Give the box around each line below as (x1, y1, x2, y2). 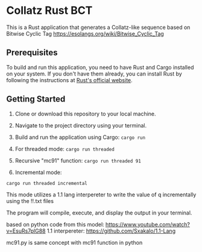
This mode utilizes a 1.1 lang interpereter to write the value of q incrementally (6, 191, 197, 198)
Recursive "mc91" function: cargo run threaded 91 (14, 157, 142, 164)
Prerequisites (6, 48, 58, 58)
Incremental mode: (14, 169, 62, 176)
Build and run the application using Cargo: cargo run (14, 134, 146, 141)
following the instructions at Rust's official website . (6, 76, 133, 83)
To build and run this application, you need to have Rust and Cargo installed (6, 63, 194, 71)
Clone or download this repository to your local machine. (14, 110, 156, 117)
